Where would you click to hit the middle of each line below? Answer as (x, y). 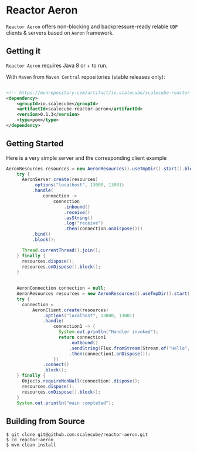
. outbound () (84, 343)
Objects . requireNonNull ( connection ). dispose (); (81, 381)
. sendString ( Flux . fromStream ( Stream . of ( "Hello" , (130, 348)
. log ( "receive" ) (84, 223)
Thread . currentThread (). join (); (61, 250)
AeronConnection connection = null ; (62, 288)
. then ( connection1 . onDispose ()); (110, 354)
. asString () (78, 218)
